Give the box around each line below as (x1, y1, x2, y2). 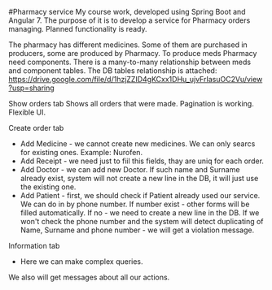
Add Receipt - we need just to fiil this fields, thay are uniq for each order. (20, 156, 265, 166)
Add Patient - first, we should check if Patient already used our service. (20, 191, 261, 200)
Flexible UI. (8, 107, 46, 117)
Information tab (8, 241, 60, 250)
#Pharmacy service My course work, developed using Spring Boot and (8, 7, 246, 16)
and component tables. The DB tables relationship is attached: (8, 66, 217, 76)
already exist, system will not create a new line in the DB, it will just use (20, 174, 259, 183)
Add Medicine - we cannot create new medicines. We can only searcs (20, 139, 256, 149)
